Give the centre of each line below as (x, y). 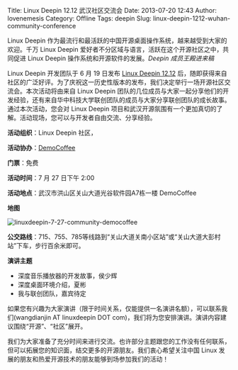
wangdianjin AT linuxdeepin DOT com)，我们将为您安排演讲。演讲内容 (118, 317)
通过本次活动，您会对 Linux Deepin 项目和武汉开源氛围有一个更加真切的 (112, 109)
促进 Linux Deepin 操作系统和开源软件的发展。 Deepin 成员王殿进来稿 (114, 58)
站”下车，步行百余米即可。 (46, 246)
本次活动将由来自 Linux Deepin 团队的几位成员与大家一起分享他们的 (124, 91)
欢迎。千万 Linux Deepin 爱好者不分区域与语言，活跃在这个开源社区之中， (115, 49)
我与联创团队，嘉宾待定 (52, 293)
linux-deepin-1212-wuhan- (192, 18)
